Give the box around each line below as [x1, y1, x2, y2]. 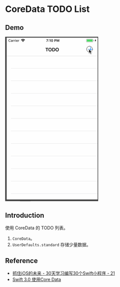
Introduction [5, 211, 45, 219]
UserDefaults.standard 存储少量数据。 [12, 242, 91, 248]
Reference [5, 256, 38, 265]
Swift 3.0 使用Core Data [12, 276, 61, 282]
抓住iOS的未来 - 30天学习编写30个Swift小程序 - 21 [12, 270, 115, 276]
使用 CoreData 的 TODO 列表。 [5, 225, 68, 231]
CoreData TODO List [5, 3, 90, 15]
